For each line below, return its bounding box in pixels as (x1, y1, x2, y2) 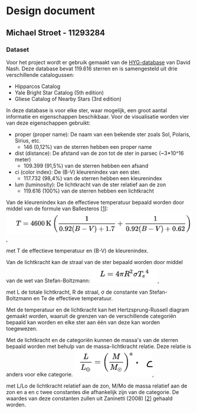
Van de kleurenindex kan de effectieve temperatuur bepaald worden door (6, 199, 185, 206)
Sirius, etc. (14, 137, 41, 144)
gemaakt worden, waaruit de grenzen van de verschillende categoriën (6, 312, 177, 320)
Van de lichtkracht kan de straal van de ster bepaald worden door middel (6, 258, 183, 265)
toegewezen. (6, 325, 38, 332)
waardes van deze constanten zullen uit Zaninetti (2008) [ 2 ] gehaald (6, 395, 173, 402)
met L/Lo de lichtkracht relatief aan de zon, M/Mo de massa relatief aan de (6, 382, 188, 389)
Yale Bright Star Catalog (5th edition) (14, 89, 104, 96)
